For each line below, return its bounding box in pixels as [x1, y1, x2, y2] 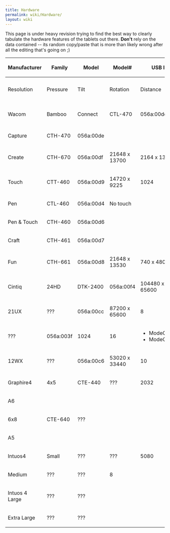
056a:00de [77, 132, 105, 140]
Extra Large [8, 514, 35, 521]
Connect [77, 111, 98, 118]
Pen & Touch [8, 219, 38, 226]
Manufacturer [8, 64, 42, 71]
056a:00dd [140, 111, 167, 118]
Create [8, 154, 24, 161]
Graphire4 [8, 379, 32, 386]
